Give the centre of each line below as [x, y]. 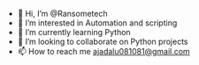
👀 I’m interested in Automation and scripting [97, 23]
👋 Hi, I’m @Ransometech [62, 14]
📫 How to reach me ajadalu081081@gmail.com [103, 51]
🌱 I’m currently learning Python [74, 32]
